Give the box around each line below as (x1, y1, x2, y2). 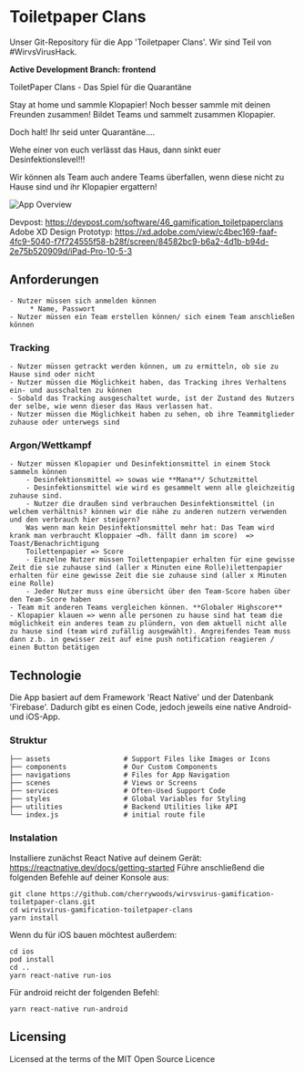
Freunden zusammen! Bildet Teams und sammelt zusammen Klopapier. (9, 108, 276, 119)
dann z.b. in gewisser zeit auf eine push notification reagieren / (9, 635, 275, 644)
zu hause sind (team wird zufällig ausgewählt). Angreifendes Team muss (9, 627, 291, 636)
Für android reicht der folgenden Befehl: (9, 986, 160, 997)
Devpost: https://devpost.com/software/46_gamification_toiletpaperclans (9, 216, 284, 227)
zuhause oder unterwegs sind (9, 417, 120, 428)
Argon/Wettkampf (9, 438, 92, 451)
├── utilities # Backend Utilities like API (9, 802, 238, 812)
